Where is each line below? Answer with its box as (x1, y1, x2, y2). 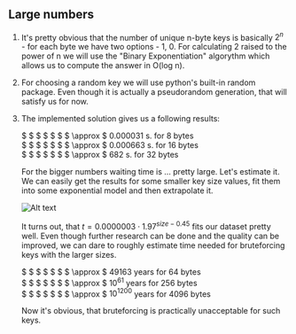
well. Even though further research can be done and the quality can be (20, 230, 280, 242)
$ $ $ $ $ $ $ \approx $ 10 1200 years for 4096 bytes (20, 287, 212, 299)
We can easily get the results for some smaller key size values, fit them (20, 176, 281, 187)
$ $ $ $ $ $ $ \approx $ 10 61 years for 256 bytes (20, 276, 198, 288)
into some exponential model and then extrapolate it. (20, 185, 214, 196)
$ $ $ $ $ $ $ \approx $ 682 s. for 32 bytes (20, 150, 179, 160)
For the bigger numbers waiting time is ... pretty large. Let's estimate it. (20, 167, 280, 177)
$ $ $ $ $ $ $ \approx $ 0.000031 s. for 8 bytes (20, 130, 194, 141)
